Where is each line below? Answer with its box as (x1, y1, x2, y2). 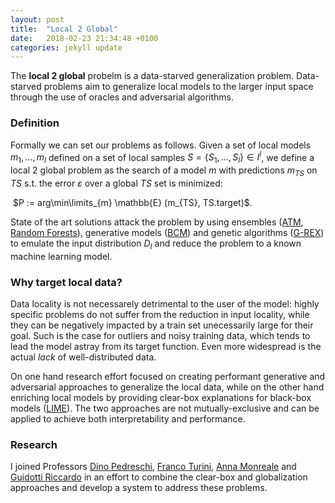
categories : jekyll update (10, 42, 123, 53)
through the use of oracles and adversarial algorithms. (10, 91, 234, 103)
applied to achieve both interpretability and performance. (10, 412, 246, 425)
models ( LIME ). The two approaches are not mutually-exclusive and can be (10, 402, 320, 414)
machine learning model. (10, 250, 113, 262)
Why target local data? (10, 275, 123, 289)
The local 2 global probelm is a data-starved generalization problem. (10, 70, 295, 82)
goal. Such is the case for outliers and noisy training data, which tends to (10, 329, 311, 341)
